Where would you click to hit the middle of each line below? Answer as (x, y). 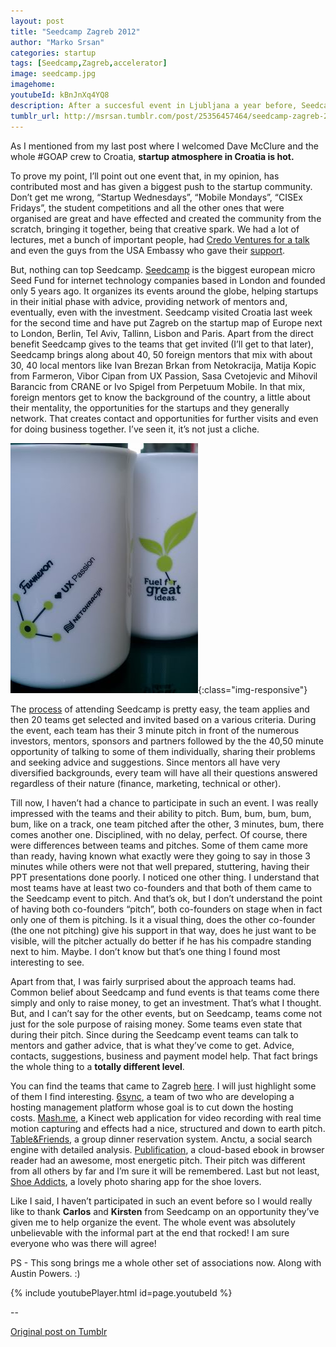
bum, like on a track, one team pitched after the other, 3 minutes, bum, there (167, 824)
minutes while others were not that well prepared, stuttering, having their (160, 866)
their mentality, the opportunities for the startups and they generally (150, 407)
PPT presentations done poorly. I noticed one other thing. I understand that (165, 877)
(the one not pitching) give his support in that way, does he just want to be (163, 930)
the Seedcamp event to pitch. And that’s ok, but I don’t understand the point (166, 898)
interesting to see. (47, 962)
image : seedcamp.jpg (53, 74)
